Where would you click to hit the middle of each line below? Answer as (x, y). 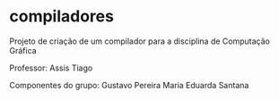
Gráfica (23, 50)
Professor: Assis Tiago (51, 68)
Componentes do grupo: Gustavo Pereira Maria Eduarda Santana (129, 85)
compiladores (62, 16)
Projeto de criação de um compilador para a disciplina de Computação (140, 41)
